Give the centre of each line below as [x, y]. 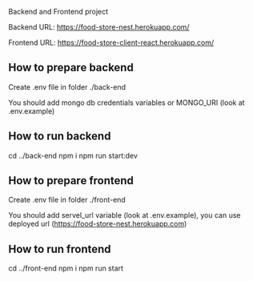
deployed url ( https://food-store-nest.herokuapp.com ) [98, 224]
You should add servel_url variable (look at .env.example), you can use [125, 215]
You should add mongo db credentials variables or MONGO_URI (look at [127, 102]
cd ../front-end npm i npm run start [66, 268]
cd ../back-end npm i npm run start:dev [73, 155]
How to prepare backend [71, 68]
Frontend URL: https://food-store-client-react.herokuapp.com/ [111, 42]
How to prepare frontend [71, 181]
